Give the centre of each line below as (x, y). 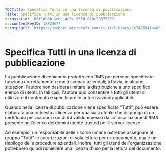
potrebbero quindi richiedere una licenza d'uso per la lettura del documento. (83, 148)
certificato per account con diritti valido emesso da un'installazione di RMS (82, 118)
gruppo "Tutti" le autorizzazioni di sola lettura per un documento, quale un (81, 138)
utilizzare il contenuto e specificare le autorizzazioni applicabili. (70, 98)
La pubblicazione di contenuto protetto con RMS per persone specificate (79, 77)
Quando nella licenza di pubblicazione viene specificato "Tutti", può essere (82, 107)
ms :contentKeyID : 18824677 (33, 23)
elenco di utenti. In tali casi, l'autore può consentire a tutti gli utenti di (76, 92)
